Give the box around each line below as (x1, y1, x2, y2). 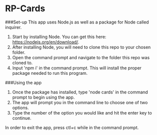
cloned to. (12, 60, 33, 66)
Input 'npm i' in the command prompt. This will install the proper (12, 65, 142, 71)
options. (12, 105, 29, 111)
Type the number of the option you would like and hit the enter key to (12, 110, 152, 115)
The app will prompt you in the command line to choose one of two (12, 99, 148, 105)
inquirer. (5, 24, 22, 30)
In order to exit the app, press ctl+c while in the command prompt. (5, 124, 139, 130)
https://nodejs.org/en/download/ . (12, 39, 79, 45)
